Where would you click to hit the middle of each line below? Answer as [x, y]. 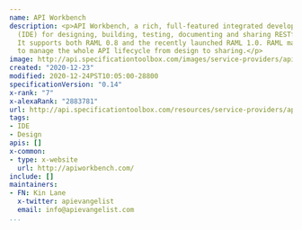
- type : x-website [44, 159]
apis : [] [26, 143]
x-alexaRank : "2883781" [54, 101]
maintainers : [34, 185]
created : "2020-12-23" [52, 68]
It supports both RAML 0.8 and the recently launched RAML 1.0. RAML [150, 43]
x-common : [28, 151]
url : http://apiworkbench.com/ [76, 168]
